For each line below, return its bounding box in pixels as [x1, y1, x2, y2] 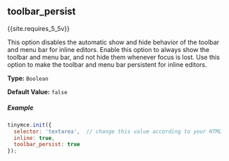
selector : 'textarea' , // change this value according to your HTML [13, 128, 222, 135]
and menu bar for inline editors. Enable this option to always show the [7, 45, 210, 53]
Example [7, 103, 34, 112]
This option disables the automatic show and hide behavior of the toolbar [7, 38, 220, 46]
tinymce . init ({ [7, 121, 52, 129]
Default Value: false [7, 87, 68, 96]
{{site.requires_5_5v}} [7, 24, 70, 32]
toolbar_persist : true [13, 141, 80, 148]
